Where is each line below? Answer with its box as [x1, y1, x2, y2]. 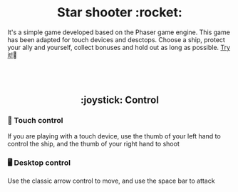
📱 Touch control [7, 116, 63, 126]
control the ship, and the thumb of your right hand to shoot [7, 139, 180, 148]
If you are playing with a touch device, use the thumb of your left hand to [7, 131, 221, 140]
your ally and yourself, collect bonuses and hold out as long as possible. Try [7, 43, 230, 51]
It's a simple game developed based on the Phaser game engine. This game [7, 28, 230, 36]
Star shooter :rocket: [56, 4, 183, 21]
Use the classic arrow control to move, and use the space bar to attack [7, 176, 215, 185]
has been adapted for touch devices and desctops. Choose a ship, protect [7, 35, 226, 44]
